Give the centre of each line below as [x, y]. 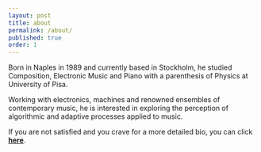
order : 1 [23, 45]
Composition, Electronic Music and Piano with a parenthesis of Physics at [128, 76]
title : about [30, 23]
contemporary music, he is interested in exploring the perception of [118, 108]
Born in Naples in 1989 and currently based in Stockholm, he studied [120, 67]
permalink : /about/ [40, 30]
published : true [35, 38]
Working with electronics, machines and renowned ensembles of [114, 100]
